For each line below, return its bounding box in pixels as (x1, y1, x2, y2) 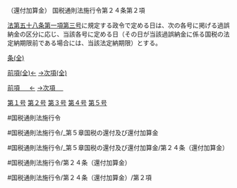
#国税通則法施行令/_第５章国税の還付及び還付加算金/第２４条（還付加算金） (7, 144, 229, 151)
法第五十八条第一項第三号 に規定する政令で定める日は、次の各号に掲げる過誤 (7, 21, 230, 30)
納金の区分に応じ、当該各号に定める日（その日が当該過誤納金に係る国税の (7, 30, 224, 38)
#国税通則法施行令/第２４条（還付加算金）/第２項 (7, 173, 152, 182)
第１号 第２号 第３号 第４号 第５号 (7, 99, 107, 107)
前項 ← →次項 (7, 84, 56, 92)
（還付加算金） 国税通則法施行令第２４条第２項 (7, 6, 145, 14)
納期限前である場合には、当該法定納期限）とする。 (13, 39, 162, 47)
